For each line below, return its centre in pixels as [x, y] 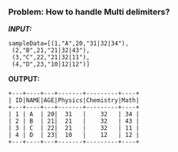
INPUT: [20, 29]
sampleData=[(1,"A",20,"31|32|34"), [68, 44]
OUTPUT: [24, 79]
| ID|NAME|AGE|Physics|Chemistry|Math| [74, 101]
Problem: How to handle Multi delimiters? [89, 12]
